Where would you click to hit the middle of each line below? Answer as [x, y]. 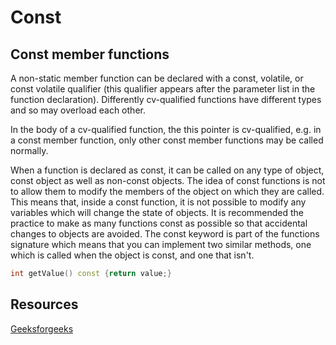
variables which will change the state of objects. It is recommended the [157, 212]
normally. [29, 150]
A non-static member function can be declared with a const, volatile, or [157, 78]
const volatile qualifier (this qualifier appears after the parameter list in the [163, 89]
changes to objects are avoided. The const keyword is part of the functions [165, 234]
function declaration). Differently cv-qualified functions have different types [166, 99]
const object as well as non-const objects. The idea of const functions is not [168, 180]
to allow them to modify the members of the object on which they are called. [167, 191]
